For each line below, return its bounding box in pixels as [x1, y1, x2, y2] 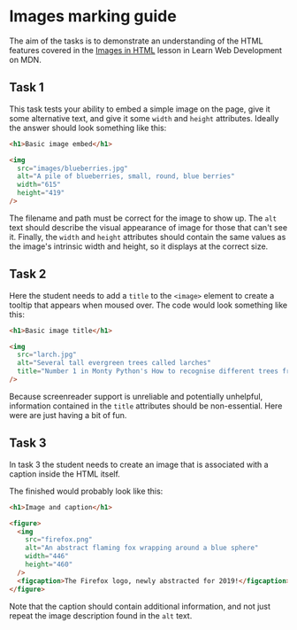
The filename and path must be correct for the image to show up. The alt [9, 213, 277, 223]
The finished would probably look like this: [9, 486, 164, 496]
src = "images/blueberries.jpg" [17, 164, 128, 173]
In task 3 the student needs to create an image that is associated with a [9, 459, 269, 470]
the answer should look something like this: [9, 122, 167, 133]
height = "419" [17, 189, 65, 198]
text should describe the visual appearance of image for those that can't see [9, 222, 288, 232]
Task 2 [9, 267, 47, 282]
